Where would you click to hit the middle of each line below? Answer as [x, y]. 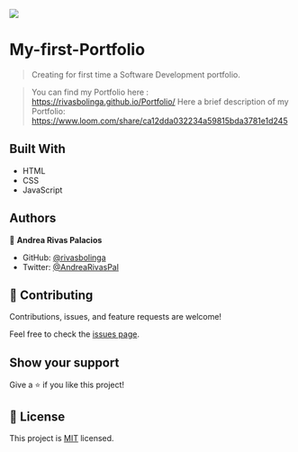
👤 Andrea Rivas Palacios [56, 240]
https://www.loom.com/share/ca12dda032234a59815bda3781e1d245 [159, 121]
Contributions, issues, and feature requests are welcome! [116, 317]
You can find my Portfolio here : [90, 92]
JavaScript [42, 190]
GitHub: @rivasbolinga [64, 258]
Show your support [64, 362]
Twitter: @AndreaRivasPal [71, 267]
